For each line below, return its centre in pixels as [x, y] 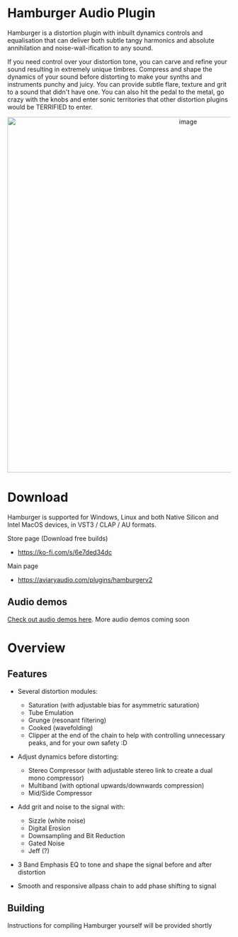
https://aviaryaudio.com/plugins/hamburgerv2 [85, 579]
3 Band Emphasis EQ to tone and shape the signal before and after [115, 864]
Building [26, 908]
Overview [36, 648]
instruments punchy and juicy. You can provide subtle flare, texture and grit [117, 84]
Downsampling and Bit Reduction [76, 835]
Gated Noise [46, 843]
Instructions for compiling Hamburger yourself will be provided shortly [110, 925]
